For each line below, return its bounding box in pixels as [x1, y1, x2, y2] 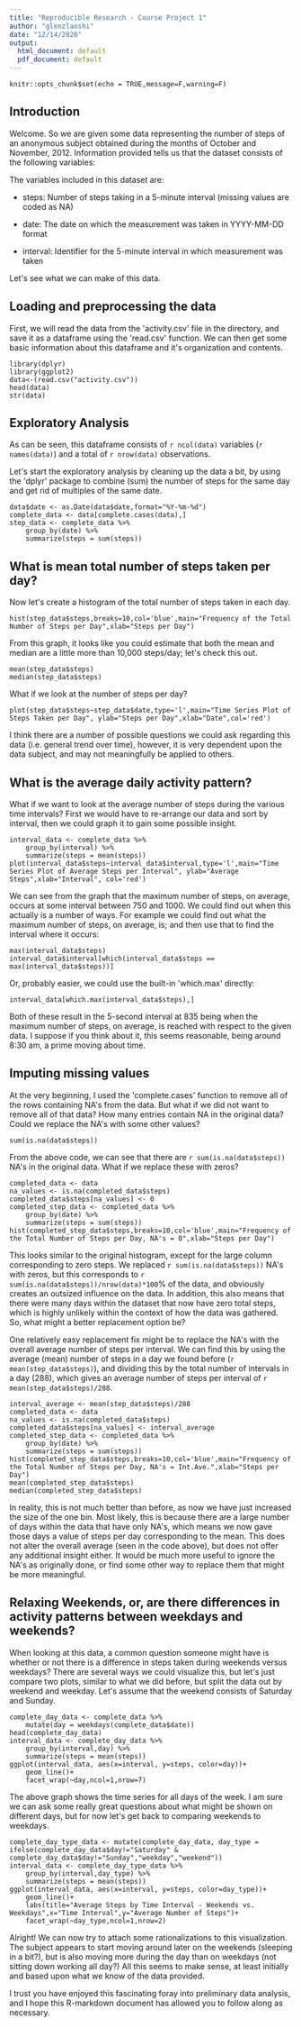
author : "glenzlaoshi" [9, 22, 94, 31]
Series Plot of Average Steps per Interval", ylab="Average [9, 867, 240, 877]
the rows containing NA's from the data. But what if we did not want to [9, 1099, 270, 1110]
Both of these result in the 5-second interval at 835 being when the [9, 1011, 259, 1023]
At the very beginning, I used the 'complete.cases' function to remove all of [9, 1089, 288, 1100]
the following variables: [9, 157, 96, 168]
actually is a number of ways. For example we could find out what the [9, 910, 267, 921]
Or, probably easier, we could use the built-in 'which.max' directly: [9, 978, 255, 989]
